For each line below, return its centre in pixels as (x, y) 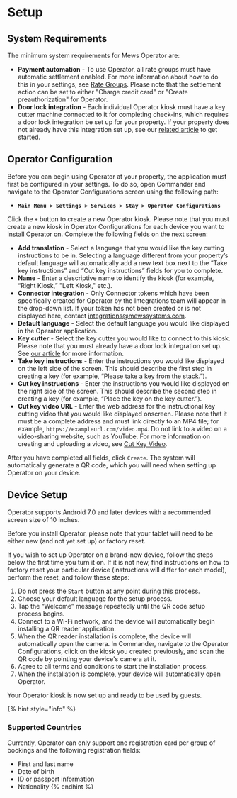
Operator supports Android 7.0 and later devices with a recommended (109, 512)
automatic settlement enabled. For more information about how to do (118, 77)
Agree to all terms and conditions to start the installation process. (113, 666)
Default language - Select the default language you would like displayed (123, 323)
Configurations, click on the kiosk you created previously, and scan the (121, 651)
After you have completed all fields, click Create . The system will (102, 458)
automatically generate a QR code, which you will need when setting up (112, 465)
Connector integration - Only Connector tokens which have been (113, 293)
